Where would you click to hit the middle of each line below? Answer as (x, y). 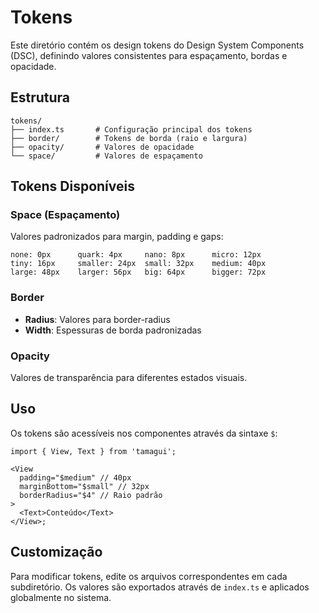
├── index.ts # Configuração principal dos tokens (131, 129)
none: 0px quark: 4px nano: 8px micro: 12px (136, 255)
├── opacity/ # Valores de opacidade (102, 147)
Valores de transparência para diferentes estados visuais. (129, 378)
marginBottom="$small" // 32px (84, 486)
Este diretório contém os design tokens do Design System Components (157, 45)
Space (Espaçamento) (65, 215)
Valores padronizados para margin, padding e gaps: (117, 237)
